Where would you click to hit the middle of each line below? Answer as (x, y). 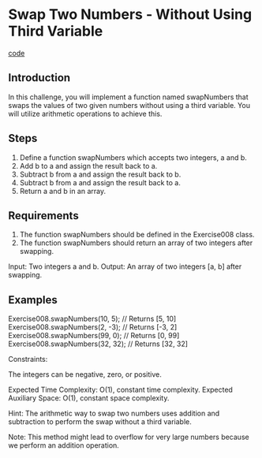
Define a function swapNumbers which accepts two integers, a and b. (133, 157)
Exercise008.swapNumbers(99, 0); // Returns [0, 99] (94, 336)
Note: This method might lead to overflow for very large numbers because (129, 437)
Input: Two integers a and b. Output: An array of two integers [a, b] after (125, 266)
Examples (33, 300)
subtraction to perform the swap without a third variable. (100, 422)
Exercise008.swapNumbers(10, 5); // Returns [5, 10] (92, 319)
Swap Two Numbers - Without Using (130, 15)
